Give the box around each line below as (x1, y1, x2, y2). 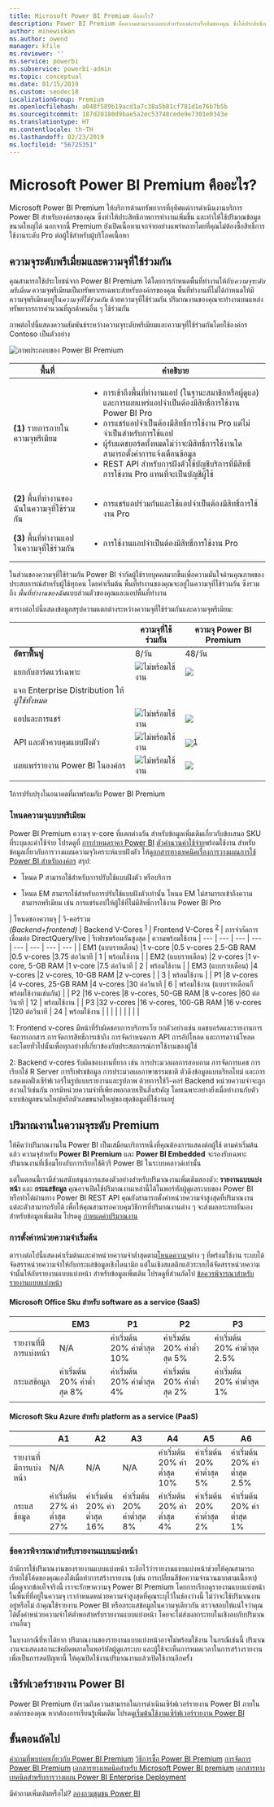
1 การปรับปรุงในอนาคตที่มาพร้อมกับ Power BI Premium (9, 789, 166, 798)
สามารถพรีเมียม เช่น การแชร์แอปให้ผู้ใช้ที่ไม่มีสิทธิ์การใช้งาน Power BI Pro (20, 897, 222, 908)
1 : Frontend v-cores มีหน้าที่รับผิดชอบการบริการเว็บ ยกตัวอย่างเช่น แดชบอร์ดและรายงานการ (9, 1023, 263, 1033)
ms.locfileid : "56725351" (9, 140, 97, 149)
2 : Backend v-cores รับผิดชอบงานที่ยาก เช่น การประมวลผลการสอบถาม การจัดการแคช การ (9, 1057, 261, 1067)
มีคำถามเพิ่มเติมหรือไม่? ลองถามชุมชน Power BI (9, 1788, 141, 1798)
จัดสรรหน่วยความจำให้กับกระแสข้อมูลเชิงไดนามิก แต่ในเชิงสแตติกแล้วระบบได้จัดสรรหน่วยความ (9, 1259, 260, 1270)
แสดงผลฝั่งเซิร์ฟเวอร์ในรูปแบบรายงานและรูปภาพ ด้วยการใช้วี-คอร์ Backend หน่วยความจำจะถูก (9, 1076, 266, 1086)
